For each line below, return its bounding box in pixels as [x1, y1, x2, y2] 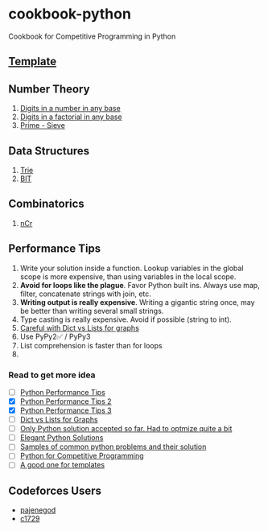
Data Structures [8, 144, 90, 158]
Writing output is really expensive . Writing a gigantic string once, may [19, 297, 255, 307]
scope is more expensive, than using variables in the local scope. [19, 271, 237, 282]
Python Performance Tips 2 [19, 396, 112, 406]
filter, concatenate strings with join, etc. [19, 289, 151, 298]
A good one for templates [19, 460, 105, 470]
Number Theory [8, 82, 90, 96]
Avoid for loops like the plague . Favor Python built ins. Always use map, [19, 280, 260, 290]
